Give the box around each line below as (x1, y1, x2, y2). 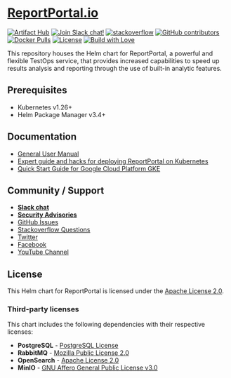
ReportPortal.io (7, 5, 99, 21)
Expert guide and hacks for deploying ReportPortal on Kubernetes (17, 156, 209, 166)
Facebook (17, 241, 47, 249)
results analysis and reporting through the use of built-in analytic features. (7, 64, 223, 72)
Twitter (17, 233, 39, 241)
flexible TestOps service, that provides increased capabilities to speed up (7, 56, 220, 65)
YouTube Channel (17, 248, 69, 257)
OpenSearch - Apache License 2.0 (17, 356, 119, 365)
